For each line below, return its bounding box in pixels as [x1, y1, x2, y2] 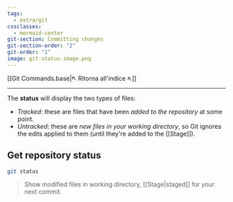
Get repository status [7, 149, 102, 161]
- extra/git [13, 17, 49, 24]
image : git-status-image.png [7, 55, 92, 62]
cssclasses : [7, 23, 42, 30]
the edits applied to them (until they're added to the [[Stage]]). [17, 129, 196, 138]
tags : [7, 10, 23, 17]
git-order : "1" [7, 49, 51, 56]
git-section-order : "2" [7, 42, 76, 49]
